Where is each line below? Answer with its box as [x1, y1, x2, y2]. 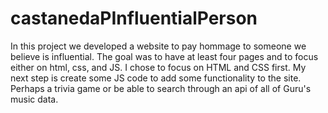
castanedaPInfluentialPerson [10, 7, 258, 30]
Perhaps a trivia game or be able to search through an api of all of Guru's [10, 82, 312, 94]
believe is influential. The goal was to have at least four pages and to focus [10, 50, 319, 62]
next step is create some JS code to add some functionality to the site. [10, 72, 302, 84]
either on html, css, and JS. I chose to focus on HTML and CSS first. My [10, 61, 307, 73]
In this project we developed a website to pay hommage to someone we [10, 40, 307, 52]
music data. [10, 93, 59, 105]
